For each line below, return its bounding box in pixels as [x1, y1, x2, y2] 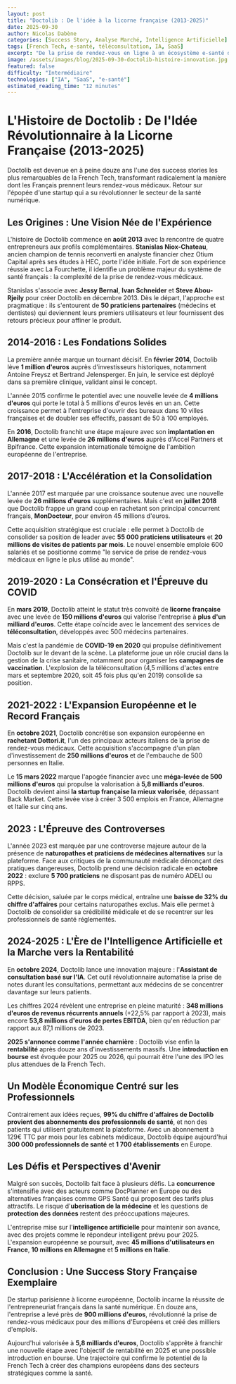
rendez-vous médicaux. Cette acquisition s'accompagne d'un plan [7, 744, 200, 753]
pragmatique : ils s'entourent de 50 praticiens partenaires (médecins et [7, 301, 216, 309]
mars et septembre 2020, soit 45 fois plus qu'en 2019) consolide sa [7, 671, 203, 680]
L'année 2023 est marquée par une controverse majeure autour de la [7, 841, 207, 850]
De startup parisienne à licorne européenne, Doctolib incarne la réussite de [7, 1295, 225, 1304]
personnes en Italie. [7, 759, 65, 767]
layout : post [7, 10, 46, 18]
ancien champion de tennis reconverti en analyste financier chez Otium [7, 250, 214, 258]
